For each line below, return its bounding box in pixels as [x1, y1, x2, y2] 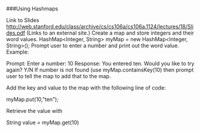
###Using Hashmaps [6, 5, 59, 12]
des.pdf [6, 29, 26, 36]
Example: [6, 48, 29, 56]
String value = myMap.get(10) [6, 119, 79, 126]
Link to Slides [6, 17, 39, 23]
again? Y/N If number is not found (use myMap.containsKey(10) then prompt [6, 66, 194, 73]
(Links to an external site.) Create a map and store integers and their [26, 29, 195, 36]
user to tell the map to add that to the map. [6, 73, 112, 79]
